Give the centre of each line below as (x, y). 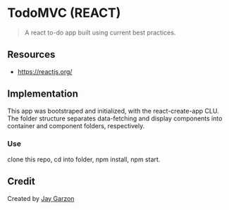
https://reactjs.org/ (45, 71)
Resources (31, 55)
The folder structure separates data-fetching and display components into (115, 118)
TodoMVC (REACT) (64, 13)
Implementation (43, 94)
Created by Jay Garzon (41, 198)
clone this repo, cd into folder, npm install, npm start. (84, 159)
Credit (21, 181)
